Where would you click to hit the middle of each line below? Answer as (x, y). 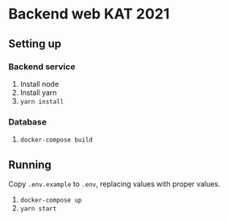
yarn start (38, 209)
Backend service (42, 67)
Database (27, 121)
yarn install (42, 101)
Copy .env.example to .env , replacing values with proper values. (114, 184)
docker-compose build (56, 140)
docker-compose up (51, 200)
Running (30, 164)
